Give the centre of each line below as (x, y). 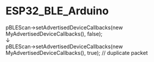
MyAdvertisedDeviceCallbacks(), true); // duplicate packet (77, 52)
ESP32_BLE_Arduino (57, 11)
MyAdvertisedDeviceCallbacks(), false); (54, 33)
